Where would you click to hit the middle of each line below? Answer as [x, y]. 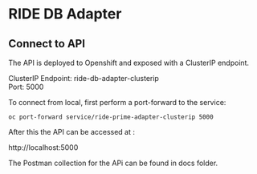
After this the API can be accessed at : [71, 132]
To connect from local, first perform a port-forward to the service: [117, 102]
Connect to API [47, 44]
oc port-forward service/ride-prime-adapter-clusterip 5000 [111, 117]
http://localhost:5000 [43, 148]
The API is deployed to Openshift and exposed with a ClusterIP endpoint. [129, 63]
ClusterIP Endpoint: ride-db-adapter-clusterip [84, 78]
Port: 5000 [26, 87]
